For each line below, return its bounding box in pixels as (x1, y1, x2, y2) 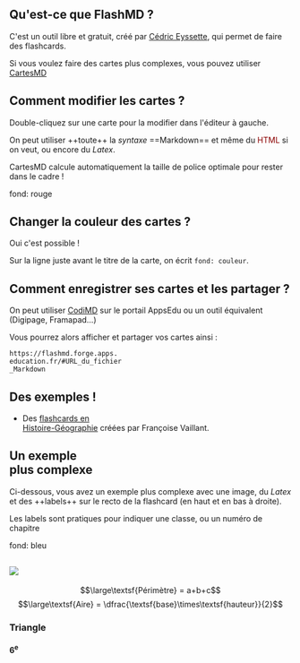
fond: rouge (9, 188, 53, 199)
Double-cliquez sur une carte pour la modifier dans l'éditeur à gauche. (9, 116, 269, 128)
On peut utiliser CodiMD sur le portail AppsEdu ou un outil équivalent (9, 305, 263, 316)
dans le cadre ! (9, 170, 64, 182)
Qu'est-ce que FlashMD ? (9, 7, 154, 22)
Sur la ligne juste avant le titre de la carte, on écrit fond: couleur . (9, 255, 249, 266)
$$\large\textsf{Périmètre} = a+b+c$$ (80, 584, 221, 595)
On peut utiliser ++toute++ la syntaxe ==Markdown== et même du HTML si (9, 134, 288, 145)
